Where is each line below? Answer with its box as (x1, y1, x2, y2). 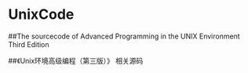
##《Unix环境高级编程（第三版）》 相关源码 (8, 56, 144, 65)
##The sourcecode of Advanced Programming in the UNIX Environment (8, 31, 241, 41)
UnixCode (8, 5, 75, 24)
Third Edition (8, 39, 49, 49)
